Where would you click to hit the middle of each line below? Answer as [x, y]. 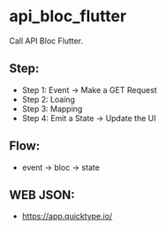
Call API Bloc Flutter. [46, 41]
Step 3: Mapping [52, 109]
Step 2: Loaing [48, 99]
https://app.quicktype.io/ [67, 216]
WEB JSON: [42, 195]
